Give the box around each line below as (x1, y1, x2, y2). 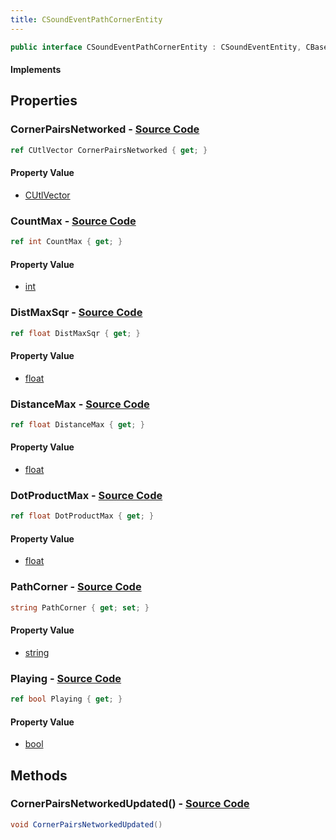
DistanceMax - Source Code (10, 397, 150, 411)
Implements (10, 64, 62, 76)
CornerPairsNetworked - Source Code (10, 122, 200, 136)
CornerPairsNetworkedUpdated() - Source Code (10, 797, 250, 811)
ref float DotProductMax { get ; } (10, 511, 155, 521)
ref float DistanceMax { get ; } (10, 419, 145, 430)
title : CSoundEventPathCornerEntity (10, 14, 163, 25)
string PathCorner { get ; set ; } (10, 602, 150, 613)
